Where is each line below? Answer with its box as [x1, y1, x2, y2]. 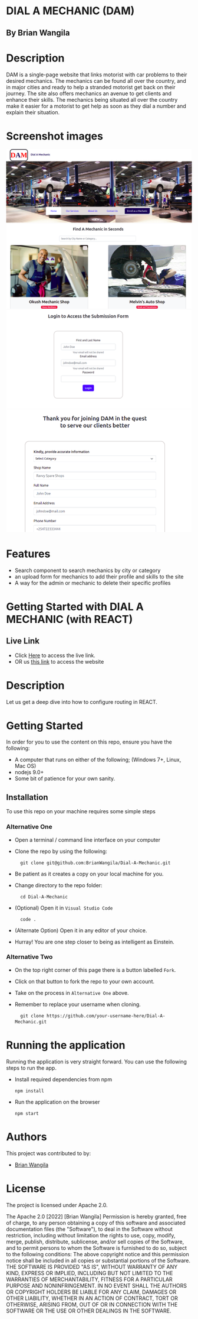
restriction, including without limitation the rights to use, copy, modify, [6, 1231, 176, 1239]
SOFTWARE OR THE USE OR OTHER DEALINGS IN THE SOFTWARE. [6, 1307, 171, 1314]
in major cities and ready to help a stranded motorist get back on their [6, 83, 176, 90]
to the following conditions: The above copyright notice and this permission [6, 1250, 190, 1257]
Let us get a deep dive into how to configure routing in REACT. [6, 698, 158, 705]
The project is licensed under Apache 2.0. [6, 1201, 108, 1208]
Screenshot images [6, 129, 103, 143]
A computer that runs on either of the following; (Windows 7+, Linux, [14, 756, 181, 764]
